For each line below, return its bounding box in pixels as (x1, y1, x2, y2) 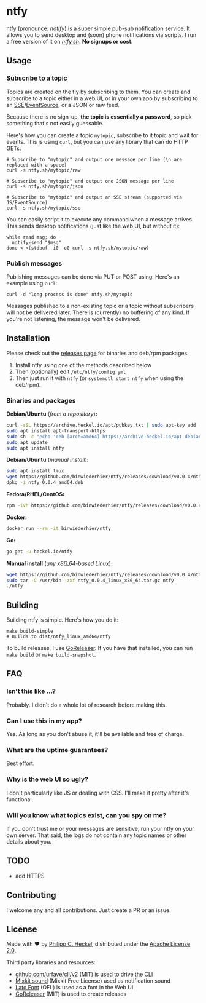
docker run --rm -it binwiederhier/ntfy (6, 525, 112, 531)
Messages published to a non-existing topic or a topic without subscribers (6, 302, 194, 309)
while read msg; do (6, 234, 56, 240)
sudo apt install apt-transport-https (6, 427, 105, 434)
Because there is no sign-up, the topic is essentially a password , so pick (6, 113, 192, 121)
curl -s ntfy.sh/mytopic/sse (6, 205, 81, 211)
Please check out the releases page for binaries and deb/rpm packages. (6, 349, 189, 357)
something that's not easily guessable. (6, 119, 104, 127)
